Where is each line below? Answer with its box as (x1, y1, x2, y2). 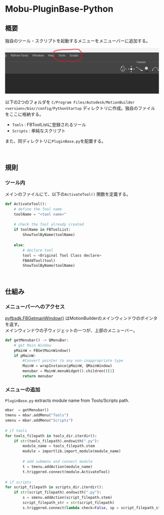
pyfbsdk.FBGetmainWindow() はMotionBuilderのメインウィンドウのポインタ (5, 315, 158, 321)
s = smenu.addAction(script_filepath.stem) (22, 495, 112, 500)
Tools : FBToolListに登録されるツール (12, 122, 86, 128)
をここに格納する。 (5, 111, 44, 118)
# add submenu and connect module (22, 459, 93, 464)
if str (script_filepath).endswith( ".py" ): (14, 490, 102, 495)
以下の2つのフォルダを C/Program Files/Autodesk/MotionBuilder (5, 99, 135, 105)
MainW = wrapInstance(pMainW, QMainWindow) (22, 363, 112, 369)
